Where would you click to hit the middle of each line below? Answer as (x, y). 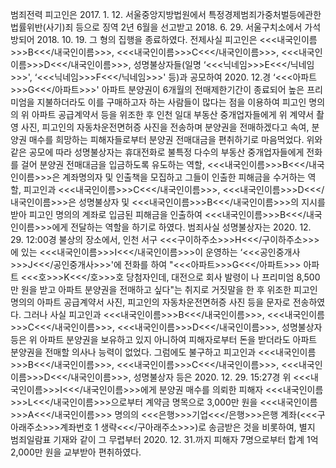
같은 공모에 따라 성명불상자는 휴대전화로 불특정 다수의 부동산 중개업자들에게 (157, 152)
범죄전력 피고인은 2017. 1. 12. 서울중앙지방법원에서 (108, 14)
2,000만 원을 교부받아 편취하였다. (76, 452)
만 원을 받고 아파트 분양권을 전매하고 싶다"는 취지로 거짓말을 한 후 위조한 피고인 (164, 289)
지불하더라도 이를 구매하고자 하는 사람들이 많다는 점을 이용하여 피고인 (171, 102)
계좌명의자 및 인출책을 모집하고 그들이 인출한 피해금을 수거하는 (184, 177)
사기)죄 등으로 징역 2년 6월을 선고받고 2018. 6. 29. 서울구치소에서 (174, 27)
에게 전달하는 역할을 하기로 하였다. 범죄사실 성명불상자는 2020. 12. (181, 227)
